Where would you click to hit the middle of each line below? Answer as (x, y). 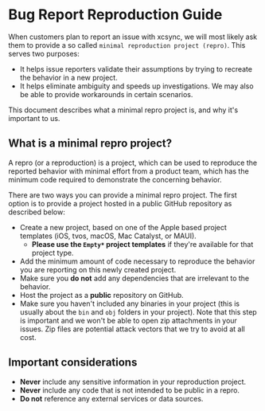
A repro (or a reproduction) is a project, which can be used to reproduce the (132, 162)
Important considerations (73, 363)
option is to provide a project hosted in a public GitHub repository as (120, 203)
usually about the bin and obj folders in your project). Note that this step (138, 311)
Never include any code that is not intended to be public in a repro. (130, 390)
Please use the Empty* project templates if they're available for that (142, 244)
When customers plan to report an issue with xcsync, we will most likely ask (132, 37)
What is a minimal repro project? (90, 144)
